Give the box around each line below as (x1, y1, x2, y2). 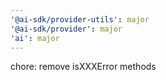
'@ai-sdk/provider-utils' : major (10, 14, 150, 25)
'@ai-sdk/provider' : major (10, 24, 123, 34)
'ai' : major (10, 33, 60, 43)
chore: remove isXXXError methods (10, 61, 157, 73)
